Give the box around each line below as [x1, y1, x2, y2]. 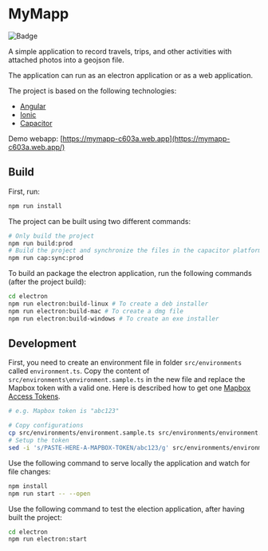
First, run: [8, 187, 40, 196]
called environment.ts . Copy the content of [8, 366, 150, 376]
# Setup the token [8, 436, 69, 445]
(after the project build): [8, 277, 86, 287]
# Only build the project [8, 232, 94, 240]
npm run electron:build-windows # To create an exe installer [8, 314, 219, 323]
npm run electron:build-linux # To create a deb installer [8, 300, 209, 308]
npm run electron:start [8, 535, 88, 543]
